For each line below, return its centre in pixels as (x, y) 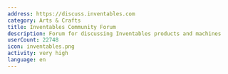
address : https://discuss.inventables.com (71, 14)
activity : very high (38, 54)
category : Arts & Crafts (44, 20)
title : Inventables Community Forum (62, 27)
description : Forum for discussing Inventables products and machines (114, 33)
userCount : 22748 (33, 40)
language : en (27, 60)
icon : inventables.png (41, 47)
